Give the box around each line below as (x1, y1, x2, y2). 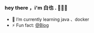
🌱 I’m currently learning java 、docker (11, 16, 90, 23)
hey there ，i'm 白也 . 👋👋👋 (4, 4, 68, 11)
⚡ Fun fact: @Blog (11, 22, 49, 28)
